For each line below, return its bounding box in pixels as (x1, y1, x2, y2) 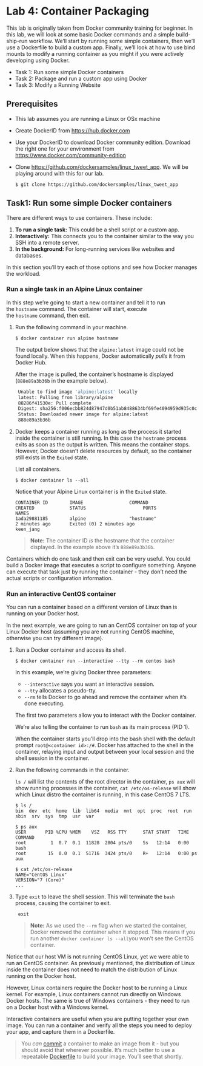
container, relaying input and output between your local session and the (15, 748, 195, 756)
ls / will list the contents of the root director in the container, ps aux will (15, 778, 195, 785)
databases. (15, 251, 44, 259)
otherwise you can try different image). (6, 635, 104, 642)
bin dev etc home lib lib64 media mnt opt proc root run (15, 808, 192, 815)
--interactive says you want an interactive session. (24, 680, 155, 688)
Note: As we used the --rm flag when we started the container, (30, 922, 187, 929)
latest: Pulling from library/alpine (18, 394, 113, 400)
